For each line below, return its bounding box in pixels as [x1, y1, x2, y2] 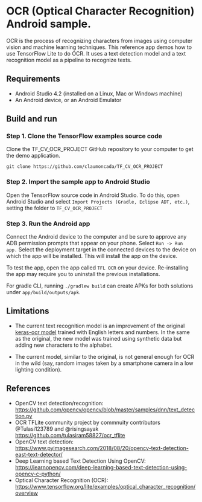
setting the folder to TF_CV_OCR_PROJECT [6, 204, 103, 211]
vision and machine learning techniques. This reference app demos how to [6, 43, 192, 51]
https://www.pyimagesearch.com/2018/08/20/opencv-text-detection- [14, 444, 189, 451]
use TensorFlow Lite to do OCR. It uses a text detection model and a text [6, 50, 186, 57]
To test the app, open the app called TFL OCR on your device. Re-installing [6, 264, 189, 271]
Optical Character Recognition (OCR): [14, 476, 109, 484]
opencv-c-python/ [14, 470, 62, 477]
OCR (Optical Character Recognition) [6, 4, 195, 18]
